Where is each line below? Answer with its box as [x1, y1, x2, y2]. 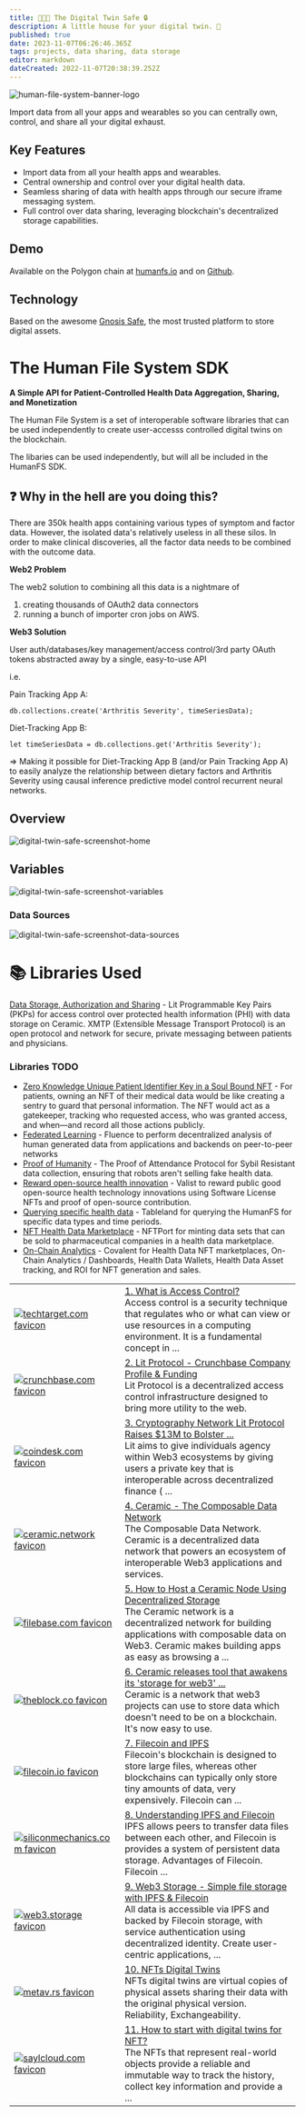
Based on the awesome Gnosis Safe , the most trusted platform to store [9, 315, 275, 327]
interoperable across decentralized [123, 1473, 274, 1486]
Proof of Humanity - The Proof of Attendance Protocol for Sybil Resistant [22, 1158, 296, 1169]
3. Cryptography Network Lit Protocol [123, 1417, 285, 1430]
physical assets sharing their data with [123, 1986, 289, 1999]
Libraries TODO [9, 1060, 79, 1073]
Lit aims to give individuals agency [123, 1440, 271, 1452]
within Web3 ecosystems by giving [123, 1451, 274, 1463]
